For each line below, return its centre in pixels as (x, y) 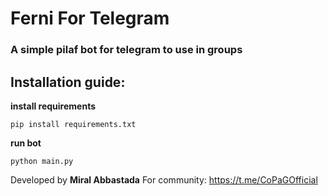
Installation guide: (68, 82)
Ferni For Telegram (90, 18)
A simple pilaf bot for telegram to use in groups (126, 50)
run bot (26, 143)
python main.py (42, 161)
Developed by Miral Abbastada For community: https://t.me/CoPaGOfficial (164, 179)
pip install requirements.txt (73, 124)
